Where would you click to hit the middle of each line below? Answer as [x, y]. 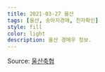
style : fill [25, 27]
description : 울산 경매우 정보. [50, 40]
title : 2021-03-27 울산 [41, 14]
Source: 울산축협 [31, 61]
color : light [26, 34]
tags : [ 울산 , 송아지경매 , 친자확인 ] [53, 20]
